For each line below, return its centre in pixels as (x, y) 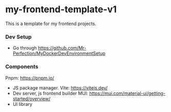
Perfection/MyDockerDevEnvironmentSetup (59, 53)
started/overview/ (31, 99)
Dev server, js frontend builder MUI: (50, 93)
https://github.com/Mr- (62, 48)
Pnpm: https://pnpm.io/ (30, 78)
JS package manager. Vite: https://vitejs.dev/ (60, 87)
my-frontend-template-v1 (61, 9)
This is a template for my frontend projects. (51, 24)
